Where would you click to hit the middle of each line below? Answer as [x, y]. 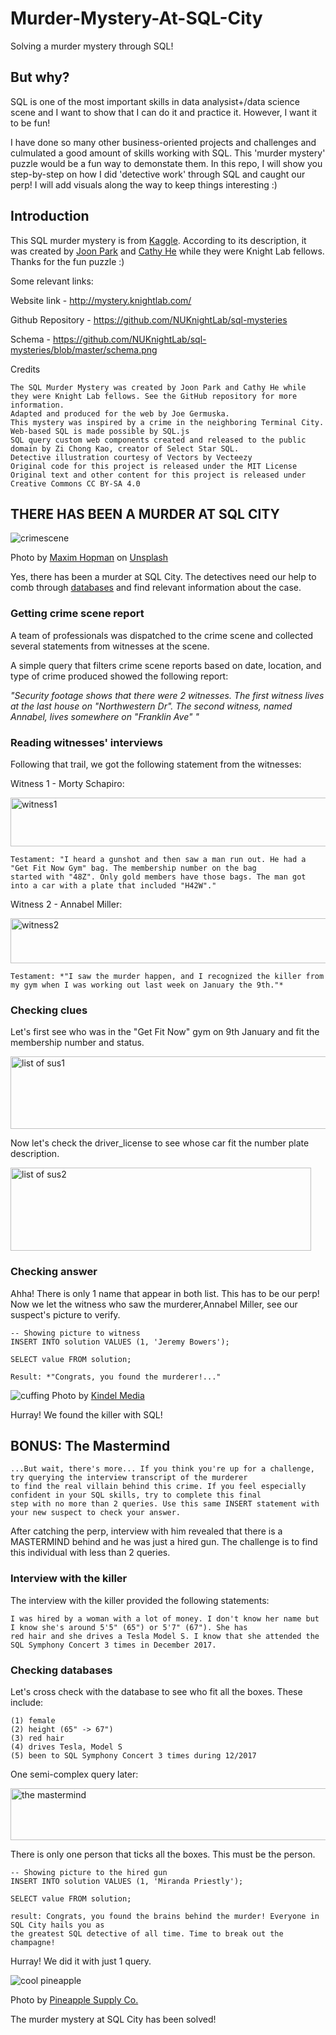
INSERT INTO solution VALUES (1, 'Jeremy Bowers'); [120, 1342]
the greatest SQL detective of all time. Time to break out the [147, 1933]
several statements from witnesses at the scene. [110, 646]
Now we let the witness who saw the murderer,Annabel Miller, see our [154, 1304]
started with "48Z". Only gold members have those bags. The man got [158, 877]
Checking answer [54, 1272]
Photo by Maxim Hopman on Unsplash [89, 558]
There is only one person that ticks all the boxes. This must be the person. [163, 1854]
